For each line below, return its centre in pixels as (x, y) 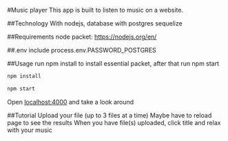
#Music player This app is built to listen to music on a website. (95, 10)
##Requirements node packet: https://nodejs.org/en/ (82, 37)
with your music (30, 130)
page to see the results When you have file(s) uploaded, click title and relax (114, 122)
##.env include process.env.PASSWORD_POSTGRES (82, 50)
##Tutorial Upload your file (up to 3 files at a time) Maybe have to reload (110, 115)
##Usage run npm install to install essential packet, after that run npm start (113, 64)
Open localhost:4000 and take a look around (71, 102)
